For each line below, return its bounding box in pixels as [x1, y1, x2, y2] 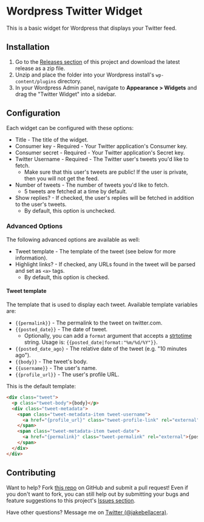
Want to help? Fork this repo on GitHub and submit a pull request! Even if [6, 484, 188, 491]
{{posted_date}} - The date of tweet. [15, 326, 108, 333]
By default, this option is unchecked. [24, 207, 116, 214]
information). [15, 254, 48, 261]
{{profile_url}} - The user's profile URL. [15, 371, 120, 378]
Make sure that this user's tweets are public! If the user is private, [24, 168, 188, 176]
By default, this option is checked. [24, 273, 109, 281]
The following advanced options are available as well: [6, 236, 140, 243]
